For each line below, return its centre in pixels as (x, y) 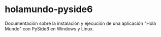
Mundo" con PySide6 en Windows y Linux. (50, 28)
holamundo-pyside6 (49, 9)
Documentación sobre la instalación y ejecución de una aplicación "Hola (80, 23)
